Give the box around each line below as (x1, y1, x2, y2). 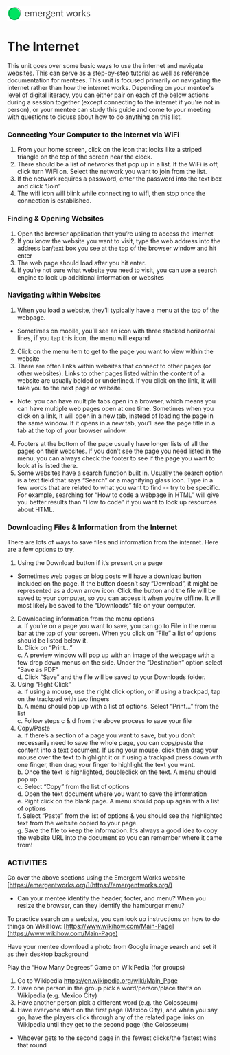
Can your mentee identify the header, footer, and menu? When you (16, 894, 206, 902)
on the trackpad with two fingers (16, 695, 110, 703)
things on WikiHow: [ (7, 922, 67, 931)
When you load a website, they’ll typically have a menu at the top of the (16, 306, 220, 314)
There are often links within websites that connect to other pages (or (16, 362, 211, 370)
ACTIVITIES (7, 858, 47, 868)
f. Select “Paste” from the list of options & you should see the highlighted (16, 812, 223, 820)
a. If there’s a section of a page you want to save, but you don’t (16, 731, 196, 740)
